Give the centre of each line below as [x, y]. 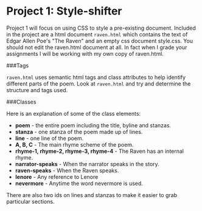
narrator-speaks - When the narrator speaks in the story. [87, 164]
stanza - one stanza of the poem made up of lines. [79, 132]
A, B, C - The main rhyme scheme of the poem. [74, 144]
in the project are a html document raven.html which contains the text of [97, 34]
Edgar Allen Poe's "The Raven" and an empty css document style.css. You [100, 41]
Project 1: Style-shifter [64, 11]
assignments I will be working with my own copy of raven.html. [85, 53]
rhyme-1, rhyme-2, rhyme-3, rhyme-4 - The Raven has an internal [99, 151]
